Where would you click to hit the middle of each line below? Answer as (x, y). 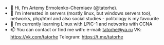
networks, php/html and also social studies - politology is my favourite (85, 18)
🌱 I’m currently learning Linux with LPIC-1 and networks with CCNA (81, 24)
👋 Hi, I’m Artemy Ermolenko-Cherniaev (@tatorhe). (64, 8)
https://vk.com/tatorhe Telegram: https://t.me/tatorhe (67, 37)
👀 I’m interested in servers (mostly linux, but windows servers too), (81, 13)
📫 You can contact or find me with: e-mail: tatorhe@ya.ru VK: (76, 30)
